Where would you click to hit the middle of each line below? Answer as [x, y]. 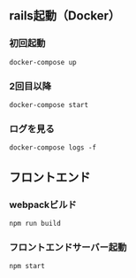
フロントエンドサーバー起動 [68, 247]
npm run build [35, 223]
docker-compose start [49, 104]
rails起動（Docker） [65, 16]
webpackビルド [43, 205]
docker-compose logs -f [53, 148]
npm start [27, 266]
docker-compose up [43, 62]
